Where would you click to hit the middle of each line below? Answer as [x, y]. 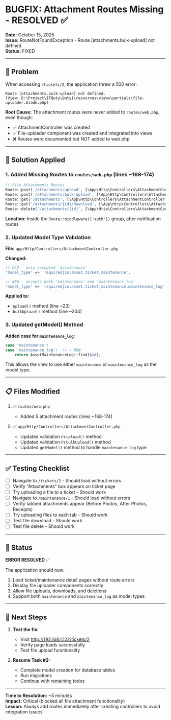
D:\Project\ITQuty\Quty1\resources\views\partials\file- [83, 98]
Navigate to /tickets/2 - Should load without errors [67, 481]
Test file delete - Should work [44, 526]
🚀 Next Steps [26, 617]
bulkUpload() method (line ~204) [47, 311]
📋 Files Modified [33, 391]
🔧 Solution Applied [35, 160]
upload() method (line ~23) [41, 306]
